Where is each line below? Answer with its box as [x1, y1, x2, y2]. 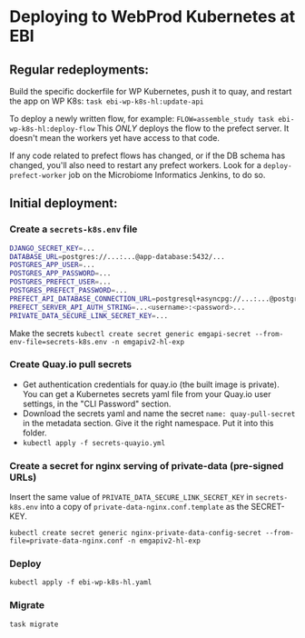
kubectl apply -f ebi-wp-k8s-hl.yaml [9, 578, 152, 587]
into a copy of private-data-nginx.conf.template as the [40, 502, 250, 513]
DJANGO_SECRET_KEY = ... [9, 244, 95, 253]
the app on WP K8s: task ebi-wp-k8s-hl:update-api [9, 95, 204, 106]
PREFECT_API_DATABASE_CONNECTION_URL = [9, 294, 156, 304]
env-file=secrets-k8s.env [9, 337, 107, 346]
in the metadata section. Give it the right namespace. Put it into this [22, 417, 274, 428]
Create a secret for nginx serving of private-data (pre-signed [9, 459, 284, 472]
